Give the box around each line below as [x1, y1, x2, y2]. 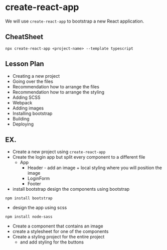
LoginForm [27, 175, 50, 182]
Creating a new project [12, 73, 60, 79]
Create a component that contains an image [12, 223, 104, 229]
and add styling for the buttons [20, 239, 84, 245]
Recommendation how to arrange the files [12, 83, 99, 89]
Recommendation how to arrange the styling [12, 89, 104, 95]
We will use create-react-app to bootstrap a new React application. [5, 18, 144, 24]
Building [12, 115, 30, 121]
